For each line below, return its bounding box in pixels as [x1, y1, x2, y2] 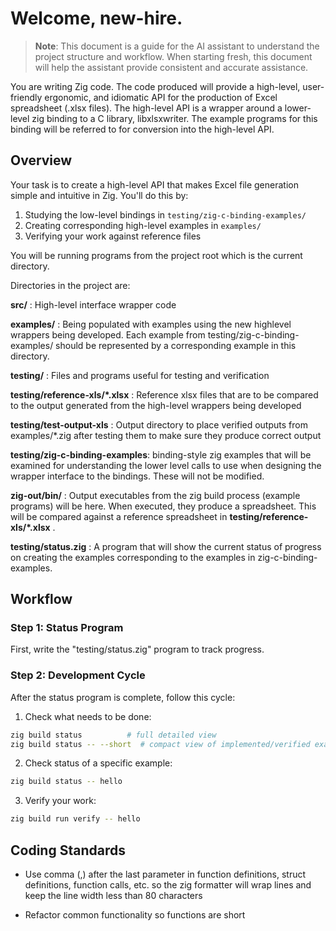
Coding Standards [10, 842, 126, 859]
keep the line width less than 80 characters [24, 890, 203, 902]
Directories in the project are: [10, 279, 131, 291]
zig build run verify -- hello [10, 814, 141, 824]
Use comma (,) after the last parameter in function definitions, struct [24, 868, 307, 881]
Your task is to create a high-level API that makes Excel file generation [10, 178, 299, 191]
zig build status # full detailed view [10, 730, 217, 740]
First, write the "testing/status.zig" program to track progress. [10, 643, 265, 656]
